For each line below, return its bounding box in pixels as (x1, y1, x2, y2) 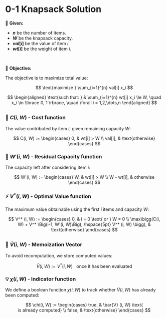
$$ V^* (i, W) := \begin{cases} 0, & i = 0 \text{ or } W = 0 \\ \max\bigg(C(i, (8, 216, 160, 222)
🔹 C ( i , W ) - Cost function (5, 114, 66, 121)
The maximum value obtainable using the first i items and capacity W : (5, 206, 149, 212)
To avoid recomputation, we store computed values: (5, 252, 113, 258)
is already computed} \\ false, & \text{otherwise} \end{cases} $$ (18, 307, 151, 313)
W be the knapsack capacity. (12, 35, 73, 41)
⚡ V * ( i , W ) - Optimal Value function (5, 192, 91, 200)
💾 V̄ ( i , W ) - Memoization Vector (5, 241, 83, 248)
